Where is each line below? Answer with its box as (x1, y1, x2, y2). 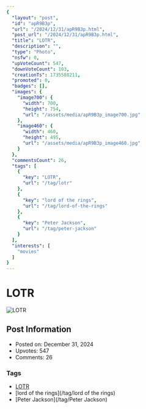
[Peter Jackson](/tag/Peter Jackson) (15, 396, 108, 403)
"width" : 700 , (22, 100, 59, 106)
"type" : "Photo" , (12, 49, 56, 55)
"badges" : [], (12, 83, 48, 90)
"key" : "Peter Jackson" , (22, 220, 86, 226)
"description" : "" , (12, 44, 62, 50)
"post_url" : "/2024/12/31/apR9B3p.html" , (12, 32, 119, 38)
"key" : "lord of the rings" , (22, 197, 97, 203)
